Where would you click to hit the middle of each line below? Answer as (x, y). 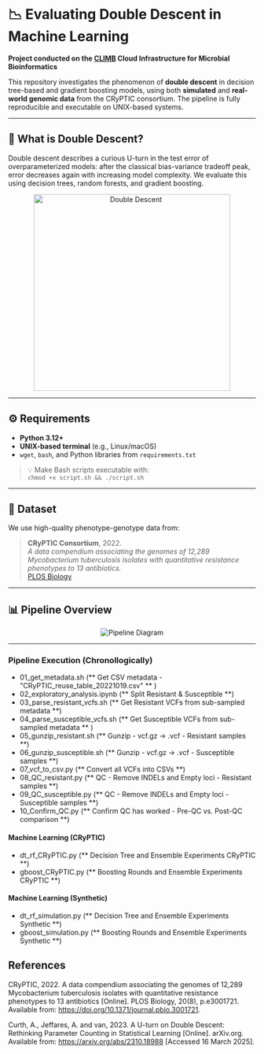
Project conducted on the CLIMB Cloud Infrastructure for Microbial (119, 58)
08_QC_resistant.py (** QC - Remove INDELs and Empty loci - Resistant (136, 778)
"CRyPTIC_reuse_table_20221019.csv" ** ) (88, 686)
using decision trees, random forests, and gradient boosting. (106, 183)
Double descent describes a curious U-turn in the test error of (109, 158)
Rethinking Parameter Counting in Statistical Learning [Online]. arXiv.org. (126, 1033)
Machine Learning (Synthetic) (58, 898)
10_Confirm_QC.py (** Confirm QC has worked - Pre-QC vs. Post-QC (131, 811)
